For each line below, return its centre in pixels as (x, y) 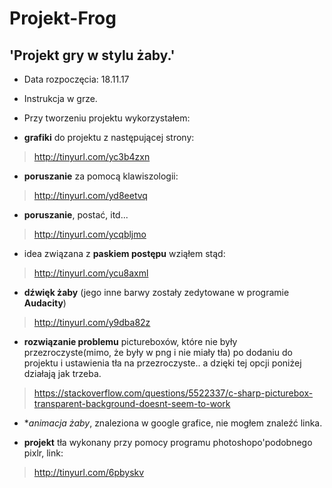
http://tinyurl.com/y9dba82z (92, 322)
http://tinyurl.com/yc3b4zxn (92, 156)
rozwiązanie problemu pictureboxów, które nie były (130, 341)
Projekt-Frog (63, 18)
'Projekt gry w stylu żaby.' (92, 55)
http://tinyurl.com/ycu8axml (91, 273)
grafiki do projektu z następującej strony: (109, 137)
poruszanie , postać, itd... (76, 215)
